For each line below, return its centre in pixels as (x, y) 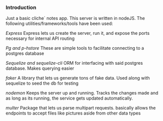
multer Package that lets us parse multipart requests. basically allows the (81, 108)
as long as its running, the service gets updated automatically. (69, 98)
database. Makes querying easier (40, 68)
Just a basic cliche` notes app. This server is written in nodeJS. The (75, 18)
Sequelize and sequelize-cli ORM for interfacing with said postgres (74, 63)
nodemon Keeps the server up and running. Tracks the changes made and (82, 93)
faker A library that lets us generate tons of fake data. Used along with (78, 78)
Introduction (21, 7)
